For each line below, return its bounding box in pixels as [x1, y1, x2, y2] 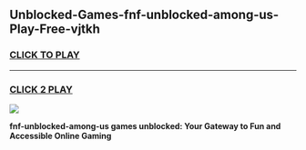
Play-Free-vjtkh [9, 22, 100, 37]
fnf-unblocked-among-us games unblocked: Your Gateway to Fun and [9, 120, 281, 131]
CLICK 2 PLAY [9, 83, 73, 95]
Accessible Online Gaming [9, 130, 112, 141]
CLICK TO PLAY [9, 49, 80, 62]
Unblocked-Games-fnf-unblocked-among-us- [9, 7, 280, 23]
